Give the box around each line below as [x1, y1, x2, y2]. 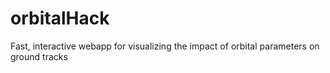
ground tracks [10, 50, 68, 62]
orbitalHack [10, 7, 110, 30]
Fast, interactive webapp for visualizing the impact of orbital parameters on [10, 40, 320, 52]
